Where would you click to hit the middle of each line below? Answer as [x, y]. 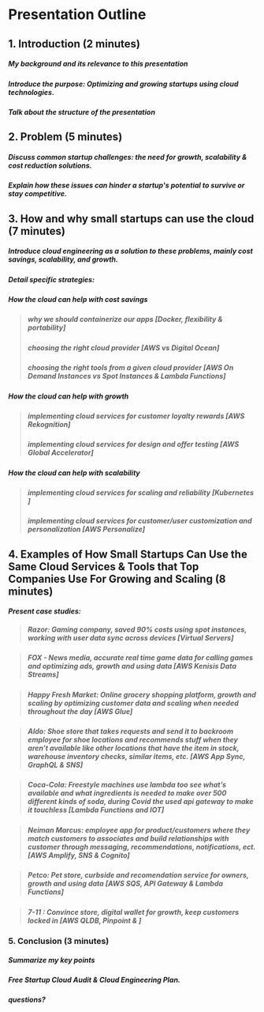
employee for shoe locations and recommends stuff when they [133, 740]
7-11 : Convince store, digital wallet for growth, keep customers [133, 912]
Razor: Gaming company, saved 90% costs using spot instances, [137, 629]
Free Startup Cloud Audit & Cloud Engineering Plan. [95, 980]
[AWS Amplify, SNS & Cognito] [78, 855]
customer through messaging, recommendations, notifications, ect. [141, 847]
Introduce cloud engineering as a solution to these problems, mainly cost [131, 251]
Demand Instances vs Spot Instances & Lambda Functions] [126, 376]
